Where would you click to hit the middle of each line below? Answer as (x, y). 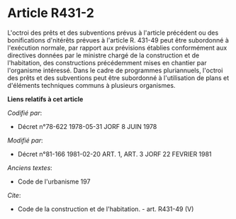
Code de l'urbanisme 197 (54, 181)
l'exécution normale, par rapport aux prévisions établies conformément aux (117, 47)
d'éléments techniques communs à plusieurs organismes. (91, 85)
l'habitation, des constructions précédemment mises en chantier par (107, 62)
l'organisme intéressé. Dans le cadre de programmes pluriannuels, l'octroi (115, 70)
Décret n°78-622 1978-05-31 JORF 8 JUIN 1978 (87, 126)
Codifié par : (25, 113)
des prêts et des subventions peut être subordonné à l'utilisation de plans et (118, 78)
